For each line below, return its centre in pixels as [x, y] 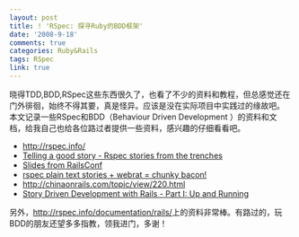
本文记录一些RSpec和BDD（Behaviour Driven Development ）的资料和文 [143, 117]
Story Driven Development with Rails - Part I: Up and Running [136, 193]
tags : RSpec [31, 59]
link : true [30, 68]
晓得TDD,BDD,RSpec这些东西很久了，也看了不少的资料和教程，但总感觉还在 [150, 94]
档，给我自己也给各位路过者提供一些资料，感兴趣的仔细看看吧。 [127, 127]
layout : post [34, 18]
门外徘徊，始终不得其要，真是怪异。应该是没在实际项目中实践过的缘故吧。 [147, 105]
